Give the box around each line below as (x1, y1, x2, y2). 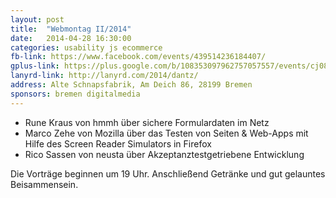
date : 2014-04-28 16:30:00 (10, 33, 132, 43)
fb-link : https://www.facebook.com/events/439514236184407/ (10, 52, 267, 62)
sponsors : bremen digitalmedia (10, 89, 141, 99)
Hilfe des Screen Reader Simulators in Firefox (24, 137, 212, 150)
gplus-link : (10, 61, 60, 71)
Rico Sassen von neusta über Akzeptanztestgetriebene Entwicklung (24, 148, 305, 160)
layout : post (10, 14, 65, 25)
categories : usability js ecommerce (10, 42, 163, 53)
